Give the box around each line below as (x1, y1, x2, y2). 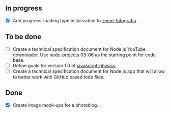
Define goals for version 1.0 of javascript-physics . (12, 62, 117, 68)
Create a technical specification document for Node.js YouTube (12, 46, 146, 52)
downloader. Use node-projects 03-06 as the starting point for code (12, 52, 156, 58)
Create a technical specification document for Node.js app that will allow (12, 68, 165, 74)
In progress (5, 4, 42, 13)
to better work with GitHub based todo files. (12, 73, 105, 80)
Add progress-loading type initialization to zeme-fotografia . (12, 17, 137, 23)
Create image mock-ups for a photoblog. (12, 102, 98, 108)
